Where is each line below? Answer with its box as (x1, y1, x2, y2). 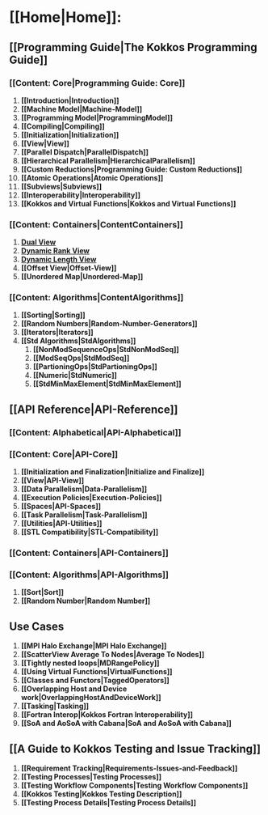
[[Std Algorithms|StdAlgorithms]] (20, 336, 136, 346)
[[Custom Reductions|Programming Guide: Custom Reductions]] (20, 164, 243, 174)
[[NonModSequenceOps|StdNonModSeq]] (32, 345, 180, 354)
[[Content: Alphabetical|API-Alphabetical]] (9, 427, 182, 438)
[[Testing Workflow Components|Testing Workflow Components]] (20, 780, 249, 790)
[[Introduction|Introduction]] (20, 96, 119, 105)
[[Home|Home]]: (9, 8, 122, 27)
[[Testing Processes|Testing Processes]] (20, 771, 162, 781)
